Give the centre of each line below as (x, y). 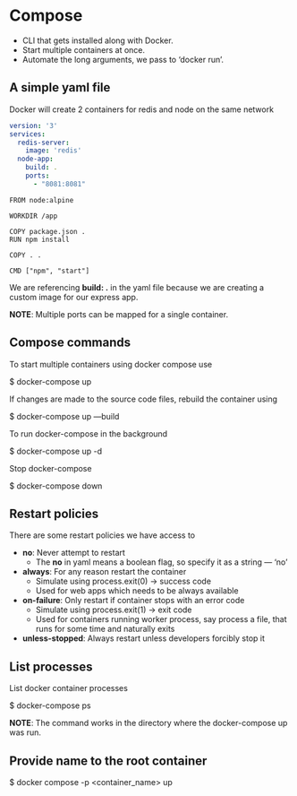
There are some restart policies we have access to (102, 535)
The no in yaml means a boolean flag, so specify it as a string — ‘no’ (161, 562)
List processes (51, 666)
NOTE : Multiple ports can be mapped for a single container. (119, 314)
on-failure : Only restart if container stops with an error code (133, 601)
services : (28, 134)
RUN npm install (39, 239)
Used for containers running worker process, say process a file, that (161, 619)
